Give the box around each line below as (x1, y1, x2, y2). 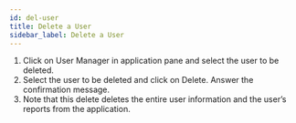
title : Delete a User (9, 22, 92, 31)
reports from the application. (22, 104, 131, 115)
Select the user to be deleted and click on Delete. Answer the (22, 75, 254, 86)
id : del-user (9, 13, 59, 23)
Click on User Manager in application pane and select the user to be (22, 56, 280, 67)
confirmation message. (22, 84, 111, 96)
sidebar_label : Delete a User (9, 30, 125, 39)
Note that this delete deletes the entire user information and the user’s (22, 94, 287, 105)
